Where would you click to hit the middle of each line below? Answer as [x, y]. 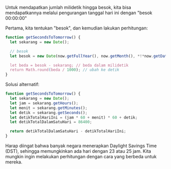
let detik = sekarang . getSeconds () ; [49, 112]
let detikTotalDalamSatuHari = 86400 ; [51, 122]
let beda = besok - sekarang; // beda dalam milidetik [69, 65]
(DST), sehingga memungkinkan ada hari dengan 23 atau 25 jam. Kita [78, 151]
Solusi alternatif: [22, 84]
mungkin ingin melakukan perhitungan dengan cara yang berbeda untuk [81, 157]
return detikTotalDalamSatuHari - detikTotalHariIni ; [68, 131]
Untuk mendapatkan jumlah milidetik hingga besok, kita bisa [68, 7]
